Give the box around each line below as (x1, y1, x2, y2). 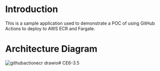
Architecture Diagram (5, 43, 98, 55)
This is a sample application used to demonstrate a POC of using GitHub (5, 20, 155, 26)
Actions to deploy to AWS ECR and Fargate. (5, 25, 96, 31)
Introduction (5, 4, 58, 15)
